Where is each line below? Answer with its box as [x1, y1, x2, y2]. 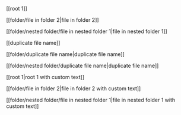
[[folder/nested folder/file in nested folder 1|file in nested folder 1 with [6, 97, 176, 103]
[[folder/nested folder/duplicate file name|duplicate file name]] [6, 62, 159, 69]
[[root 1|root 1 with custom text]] [6, 74, 85, 80]
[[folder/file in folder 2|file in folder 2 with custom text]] [6, 85, 141, 92]
